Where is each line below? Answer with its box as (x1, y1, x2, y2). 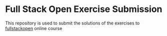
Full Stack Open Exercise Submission (5, 3, 162, 15)
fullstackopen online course (5, 25, 62, 31)
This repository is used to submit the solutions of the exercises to (5, 20, 140, 26)
